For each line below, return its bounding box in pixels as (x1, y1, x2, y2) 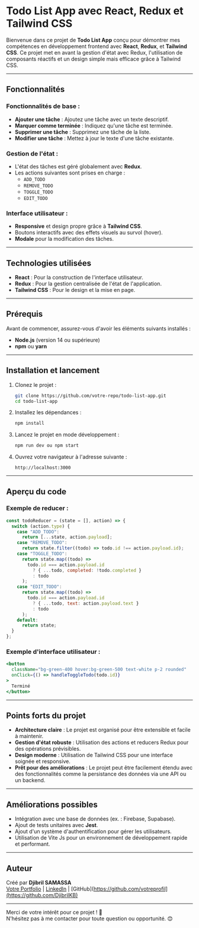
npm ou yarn (14, 342, 47, 349)
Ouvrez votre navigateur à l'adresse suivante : (14, 453, 127, 460)
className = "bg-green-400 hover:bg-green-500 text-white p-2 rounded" (11, 666, 187, 673)
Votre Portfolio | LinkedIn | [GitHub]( (6, 885, 94, 892)
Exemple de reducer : (6, 504, 69, 513)
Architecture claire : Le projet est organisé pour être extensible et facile (14, 726, 191, 733)
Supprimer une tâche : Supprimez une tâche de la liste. (14, 128, 151, 135)
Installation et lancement (6, 366, 100, 376)
